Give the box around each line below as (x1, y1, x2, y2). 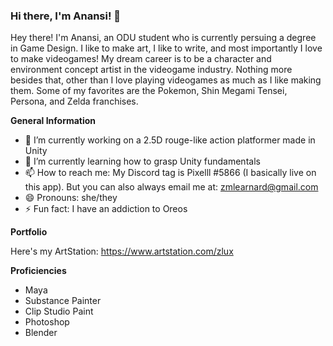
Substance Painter (24, 295, 102, 307)
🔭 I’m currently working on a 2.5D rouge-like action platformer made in (24, 134, 316, 146)
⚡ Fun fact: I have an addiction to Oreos (24, 203, 188, 215)
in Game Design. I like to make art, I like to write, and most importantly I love (10, 42, 323, 54)
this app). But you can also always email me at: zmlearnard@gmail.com (24, 181, 319, 193)
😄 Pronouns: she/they (24, 192, 118, 204)
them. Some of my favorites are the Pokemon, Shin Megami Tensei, (10, 85, 288, 97)
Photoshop (24, 316, 70, 328)
